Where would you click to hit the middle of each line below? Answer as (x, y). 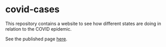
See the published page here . (36, 39)
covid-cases (32, 9)
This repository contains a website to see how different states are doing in (83, 24)
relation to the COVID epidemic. (39, 29)
